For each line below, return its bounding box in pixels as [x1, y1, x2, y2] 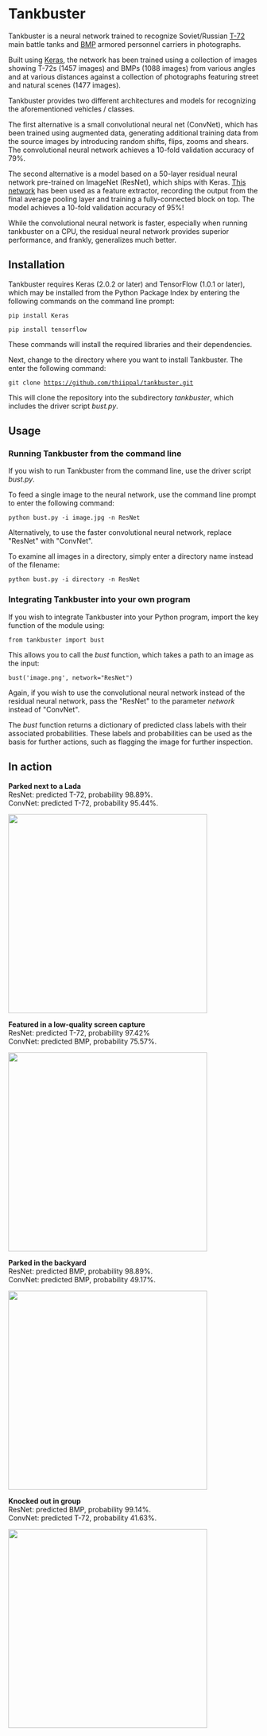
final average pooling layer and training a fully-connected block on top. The [8, 194, 255, 204]
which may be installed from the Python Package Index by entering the [8, 287, 240, 297]
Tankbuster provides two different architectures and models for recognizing [8, 96, 257, 105]
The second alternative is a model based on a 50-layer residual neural [8, 169, 238, 178]
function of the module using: [8, 620, 105, 630]
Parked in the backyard [8, 1258, 87, 1267]
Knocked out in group [8, 1496, 81, 1505]
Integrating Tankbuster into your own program [8, 594, 191, 605]
